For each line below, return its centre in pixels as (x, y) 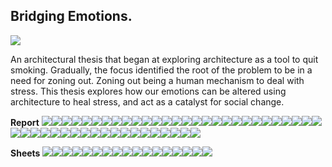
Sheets (25, 153)
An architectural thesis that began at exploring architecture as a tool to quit (164, 59)
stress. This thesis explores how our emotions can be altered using (148, 91)
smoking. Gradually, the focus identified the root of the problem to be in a (161, 70)
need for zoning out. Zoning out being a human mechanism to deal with (157, 80)
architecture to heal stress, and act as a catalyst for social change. (147, 101)
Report (25, 122)
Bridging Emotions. (71, 16)
